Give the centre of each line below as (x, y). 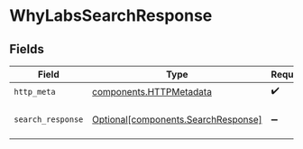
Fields (27, 49)
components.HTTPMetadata (151, 91)
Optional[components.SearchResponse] (177, 120)
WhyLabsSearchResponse (111, 16)
